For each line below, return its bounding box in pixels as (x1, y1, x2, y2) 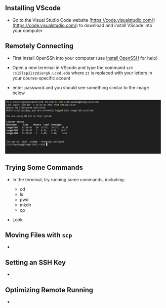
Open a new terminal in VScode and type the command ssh (12, 64, 133, 71)
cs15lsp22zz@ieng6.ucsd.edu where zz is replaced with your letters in (12, 70, 152, 76)
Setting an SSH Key (5, 258, 66, 267)
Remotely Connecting (5, 42, 74, 50)
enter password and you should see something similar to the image (12, 84, 149, 90)
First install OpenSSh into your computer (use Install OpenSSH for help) (12, 55, 158, 61)
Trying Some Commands (5, 163, 83, 172)
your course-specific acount (12, 75, 71, 81)
